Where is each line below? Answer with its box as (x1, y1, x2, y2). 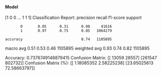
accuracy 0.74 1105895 (5, 37, 112, 42)
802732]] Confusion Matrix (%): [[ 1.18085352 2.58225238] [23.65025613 (5, 60, 154, 66)
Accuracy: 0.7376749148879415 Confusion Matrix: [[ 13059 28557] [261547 (5, 55, 157, 61)
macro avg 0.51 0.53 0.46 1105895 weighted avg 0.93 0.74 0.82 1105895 (5, 45, 150, 51)
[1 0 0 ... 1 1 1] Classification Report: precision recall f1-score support (5, 15, 142, 20)
